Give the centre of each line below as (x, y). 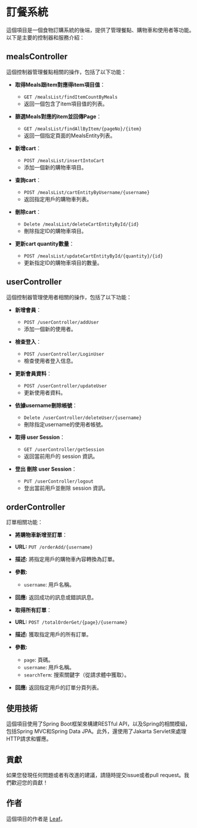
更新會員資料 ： (33, 373)
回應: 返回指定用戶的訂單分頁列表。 (59, 688)
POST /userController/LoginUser (64, 354)
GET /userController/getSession (64, 450)
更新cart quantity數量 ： (44, 244)
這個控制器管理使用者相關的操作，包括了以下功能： (69, 297)
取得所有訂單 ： (33, 610)
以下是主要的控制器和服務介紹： (45, 37)
